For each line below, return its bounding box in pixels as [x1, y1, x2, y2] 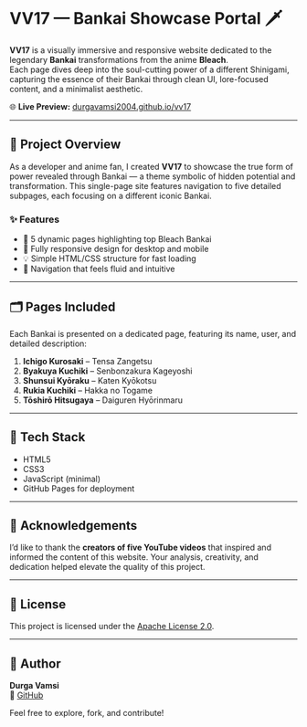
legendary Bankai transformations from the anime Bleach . [9, 54, 228, 65]
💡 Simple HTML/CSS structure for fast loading [22, 253, 196, 264]
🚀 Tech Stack [9, 429, 86, 445]
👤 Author [9, 656, 61, 671]
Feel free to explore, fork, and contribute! [9, 708, 164, 719]
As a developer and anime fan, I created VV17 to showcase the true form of [9, 161, 294, 172]
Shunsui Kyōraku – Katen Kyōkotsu [22, 374, 157, 385]
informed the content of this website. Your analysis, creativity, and [9, 552, 259, 563]
